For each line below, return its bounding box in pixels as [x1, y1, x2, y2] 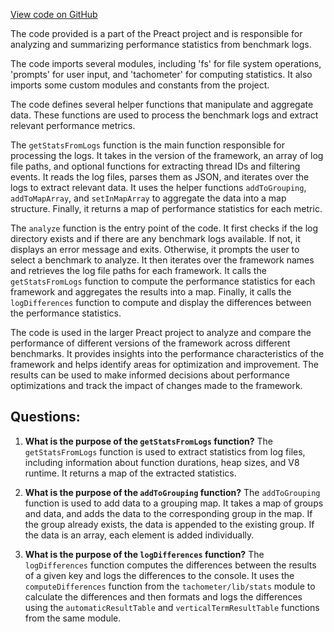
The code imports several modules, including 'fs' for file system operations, [10, 58, 322, 69]
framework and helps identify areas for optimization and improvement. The [10, 359, 319, 370]
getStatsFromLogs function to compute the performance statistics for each [10, 275, 316, 287]
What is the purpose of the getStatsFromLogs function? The [24, 435, 273, 447]
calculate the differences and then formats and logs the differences [24, 590, 303, 603]
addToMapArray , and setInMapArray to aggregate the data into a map [10, 192, 287, 204]
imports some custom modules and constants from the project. [10, 79, 270, 91]
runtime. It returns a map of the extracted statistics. [24, 467, 237, 479]
